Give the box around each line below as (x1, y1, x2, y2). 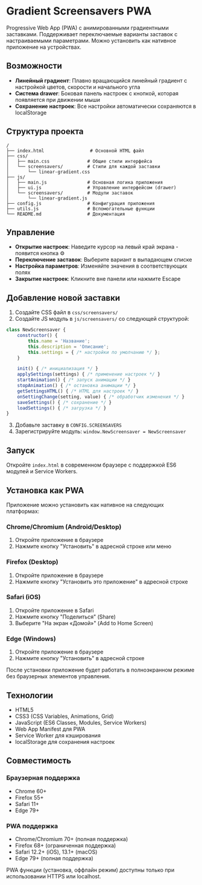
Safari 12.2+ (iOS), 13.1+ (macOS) (14, 848, 98, 855)
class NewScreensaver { (6, 327, 66, 333)
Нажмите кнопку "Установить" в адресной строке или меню (14, 543, 172, 550)
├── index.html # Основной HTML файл (6, 148, 145, 154)
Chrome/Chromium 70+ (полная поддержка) (14, 835, 128, 842)
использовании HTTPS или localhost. (6, 872, 101, 880)
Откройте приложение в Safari (14, 606, 94, 614)
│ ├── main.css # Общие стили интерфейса (6, 158, 153, 164)
